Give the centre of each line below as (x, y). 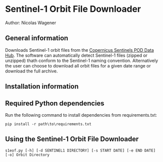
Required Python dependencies (55, 103)
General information (37, 38)
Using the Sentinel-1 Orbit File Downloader (72, 139)
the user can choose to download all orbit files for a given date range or (78, 65)
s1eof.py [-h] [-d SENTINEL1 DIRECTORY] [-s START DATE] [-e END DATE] (80, 150)
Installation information (42, 86)
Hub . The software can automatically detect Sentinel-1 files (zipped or (76, 55)
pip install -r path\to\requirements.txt (48, 124)
